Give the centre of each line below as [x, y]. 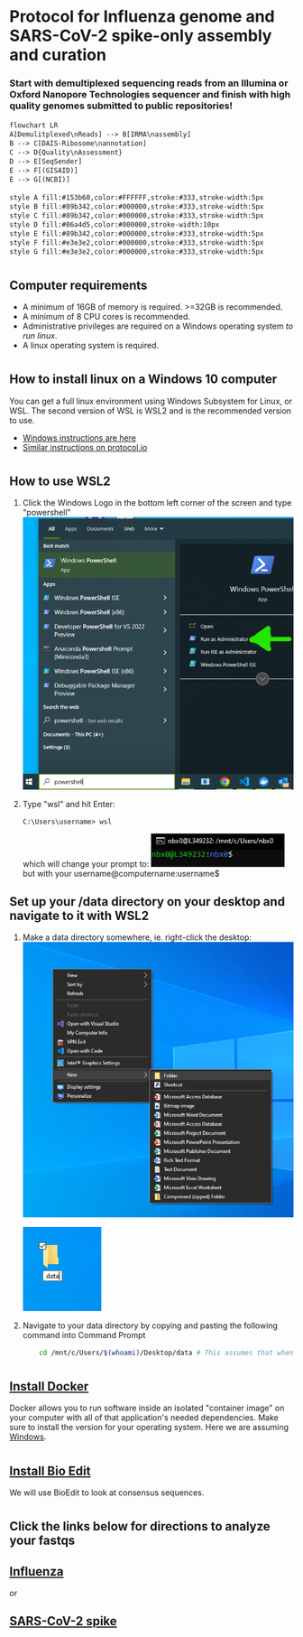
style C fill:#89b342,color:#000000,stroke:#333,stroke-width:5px [137, 216]
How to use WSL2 [60, 481]
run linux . [40, 336]
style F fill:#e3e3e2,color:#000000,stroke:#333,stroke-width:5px [137, 243]
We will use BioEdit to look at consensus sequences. [107, 1493]
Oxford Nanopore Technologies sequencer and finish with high [150, 95]
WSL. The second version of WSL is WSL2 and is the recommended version [150, 410]
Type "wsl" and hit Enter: [69, 804]
